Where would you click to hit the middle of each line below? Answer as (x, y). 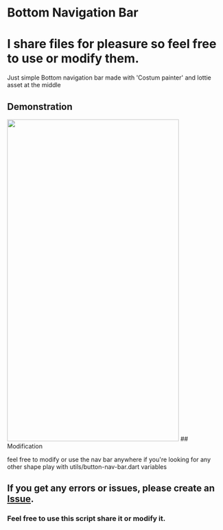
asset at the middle (34, 85)
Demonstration (40, 107)
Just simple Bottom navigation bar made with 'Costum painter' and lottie (109, 78)
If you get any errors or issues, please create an (111, 488)
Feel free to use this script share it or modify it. (86, 518)
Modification (25, 446)
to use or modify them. (73, 59)
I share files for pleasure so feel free (112, 44)
